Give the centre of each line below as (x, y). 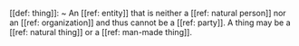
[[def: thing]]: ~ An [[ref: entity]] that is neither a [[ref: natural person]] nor (148, 13)
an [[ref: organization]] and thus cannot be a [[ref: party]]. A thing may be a (150, 23)
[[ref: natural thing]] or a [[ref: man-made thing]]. (101, 32)
